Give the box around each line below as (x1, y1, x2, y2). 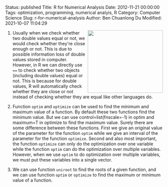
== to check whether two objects (12, 67, 80, 73)
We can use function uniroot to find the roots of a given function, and (12, 166, 156, 172)
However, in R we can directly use (12, 62, 82, 68)
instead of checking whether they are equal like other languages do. (12, 94, 153, 100)
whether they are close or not (12, 89, 73, 94)
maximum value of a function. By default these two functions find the (12, 109, 155, 115)
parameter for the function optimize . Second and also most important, (12, 135, 157, 141)
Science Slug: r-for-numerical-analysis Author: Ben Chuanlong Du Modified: (5, 15, 162, 21)
